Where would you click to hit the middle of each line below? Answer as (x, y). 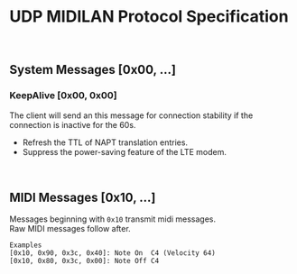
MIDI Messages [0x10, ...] (83, 198)
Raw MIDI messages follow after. (70, 229)
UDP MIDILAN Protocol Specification (149, 17)
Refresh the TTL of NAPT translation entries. (105, 142)
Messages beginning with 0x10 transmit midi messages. (113, 219)
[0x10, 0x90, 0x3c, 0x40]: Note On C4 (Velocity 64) (113, 253)
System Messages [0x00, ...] (93, 70)
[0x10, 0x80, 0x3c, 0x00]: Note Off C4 (84, 261)
